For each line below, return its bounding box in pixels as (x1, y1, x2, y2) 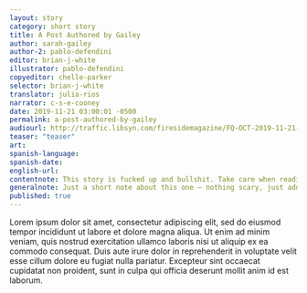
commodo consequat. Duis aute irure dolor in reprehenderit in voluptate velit (9, 246, 297, 256)
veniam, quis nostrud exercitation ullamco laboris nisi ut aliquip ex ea (9, 236, 269, 246)
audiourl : (9, 124, 48, 133)
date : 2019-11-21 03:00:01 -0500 (9, 107, 137, 116)
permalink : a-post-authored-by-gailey (9, 115, 157, 124)
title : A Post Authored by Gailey (9, 30, 142, 39)
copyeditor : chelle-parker (9, 73, 112, 82)
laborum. (9, 275, 44, 286)
